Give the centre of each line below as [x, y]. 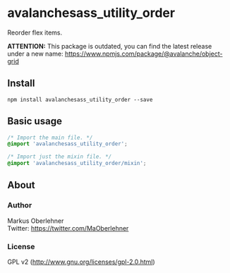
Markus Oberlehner [36, 221]
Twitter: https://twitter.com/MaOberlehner [68, 228]
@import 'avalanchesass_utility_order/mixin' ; [77, 164]
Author [20, 205]
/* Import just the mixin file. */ [60, 157]
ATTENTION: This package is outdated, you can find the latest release [110, 46]
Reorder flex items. [35, 32]
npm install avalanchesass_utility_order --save [80, 99]
